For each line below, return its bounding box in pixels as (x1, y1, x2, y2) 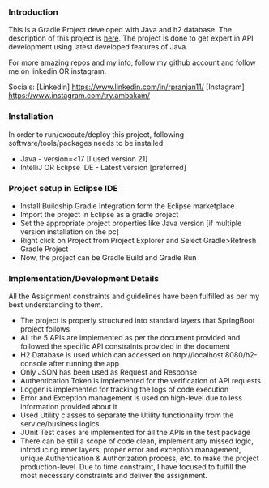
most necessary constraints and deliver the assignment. (19, 471, 208, 481)
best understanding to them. (8, 300, 104, 310)
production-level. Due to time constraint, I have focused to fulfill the (19, 462, 246, 472)
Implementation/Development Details (8, 272, 160, 284)
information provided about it (19, 402, 117, 412)
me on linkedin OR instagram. (8, 66, 107, 76)
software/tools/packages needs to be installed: (8, 138, 166, 148)
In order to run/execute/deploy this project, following (8, 129, 185, 139)
